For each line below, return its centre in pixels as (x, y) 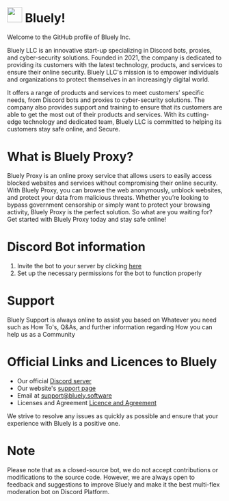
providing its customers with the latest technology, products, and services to (115, 64)
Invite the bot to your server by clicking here (79, 266)
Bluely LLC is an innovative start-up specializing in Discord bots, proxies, (109, 50)
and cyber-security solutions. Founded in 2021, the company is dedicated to (114, 57)
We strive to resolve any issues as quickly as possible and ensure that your (113, 416)
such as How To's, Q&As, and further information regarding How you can (110, 327)
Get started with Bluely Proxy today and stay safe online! (87, 219)
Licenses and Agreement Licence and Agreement (87, 402)
